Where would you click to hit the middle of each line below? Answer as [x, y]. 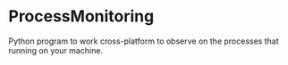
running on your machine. [56, 50]
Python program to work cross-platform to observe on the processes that [144, 41]
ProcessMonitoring [81, 16]
